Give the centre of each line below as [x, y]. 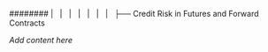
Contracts [27, 23]
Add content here [41, 40]
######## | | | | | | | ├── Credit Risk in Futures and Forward [134, 14]
